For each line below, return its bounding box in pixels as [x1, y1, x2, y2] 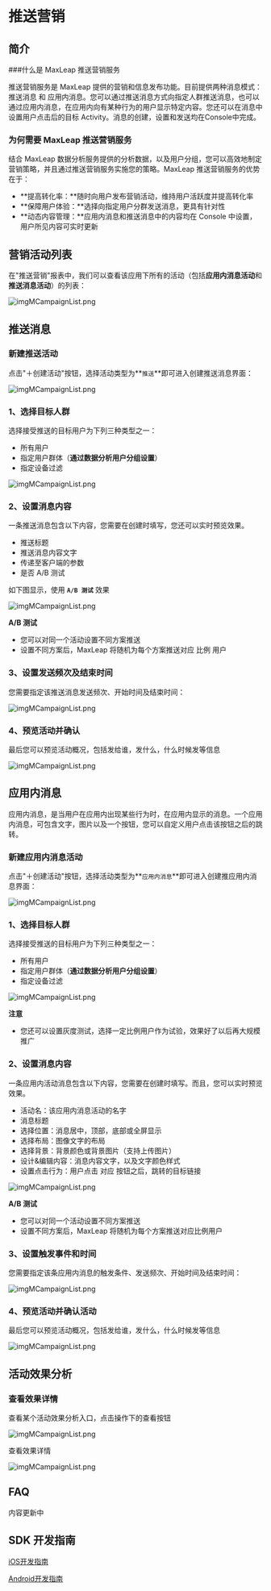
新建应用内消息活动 [8, 852, 83, 863]
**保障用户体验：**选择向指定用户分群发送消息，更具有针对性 [19, 202, 226, 211]
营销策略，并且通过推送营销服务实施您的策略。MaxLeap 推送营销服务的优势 [8, 165, 261, 174]
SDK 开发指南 [8, 1534, 76, 1547]
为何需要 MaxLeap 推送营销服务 [8, 134, 132, 145]
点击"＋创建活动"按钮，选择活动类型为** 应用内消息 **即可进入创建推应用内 [8, 872, 250, 881]
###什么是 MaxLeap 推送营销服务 [8, 65, 121, 74]
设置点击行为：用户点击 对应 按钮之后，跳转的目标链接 [19, 1166, 202, 1176]
